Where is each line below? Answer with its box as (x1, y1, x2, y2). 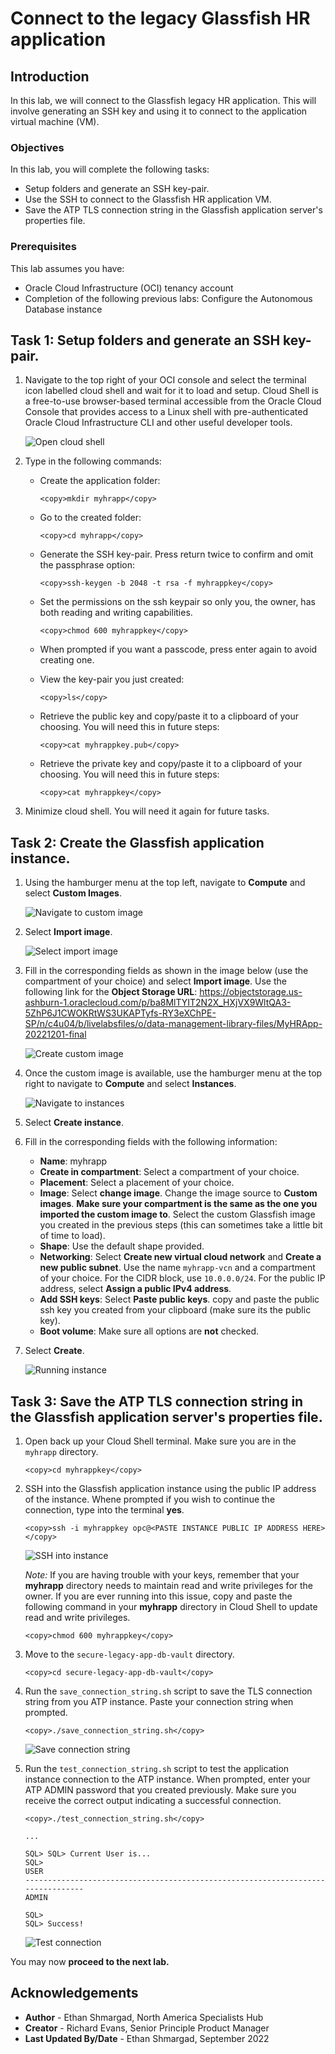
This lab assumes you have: (10, 262, 125, 274)
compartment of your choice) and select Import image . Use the (24, 975, 287, 987)
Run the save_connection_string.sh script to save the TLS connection (24, 1685, 313, 1697)
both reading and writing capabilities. (39, 607, 193, 619)
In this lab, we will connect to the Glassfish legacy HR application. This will (10, 95, 317, 106)
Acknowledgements (10, 1985, 139, 2002)
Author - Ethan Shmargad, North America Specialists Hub (24, 2011, 264, 2023)
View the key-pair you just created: (39, 673, 185, 686)
